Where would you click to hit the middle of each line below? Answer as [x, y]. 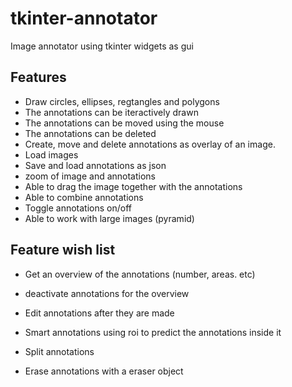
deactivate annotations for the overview [107, 293]
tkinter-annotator [84, 18]
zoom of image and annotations [90, 176]
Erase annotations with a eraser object [104, 371]
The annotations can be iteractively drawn [111, 112]
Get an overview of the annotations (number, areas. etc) [140, 274]
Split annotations [59, 351]
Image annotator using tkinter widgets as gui [102, 46]
